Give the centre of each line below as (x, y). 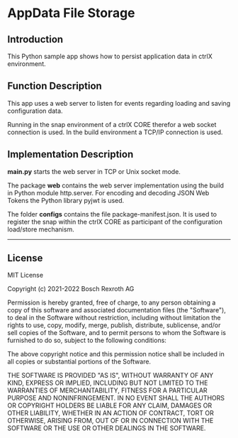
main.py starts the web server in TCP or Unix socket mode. (94, 171)
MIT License (25, 275)
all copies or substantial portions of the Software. (79, 362)
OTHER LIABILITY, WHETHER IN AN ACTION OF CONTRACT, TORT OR (110, 413)
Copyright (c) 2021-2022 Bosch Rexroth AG (71, 289)
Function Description (55, 86)
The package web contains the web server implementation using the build (116, 185)
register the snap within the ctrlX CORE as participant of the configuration (115, 221)
